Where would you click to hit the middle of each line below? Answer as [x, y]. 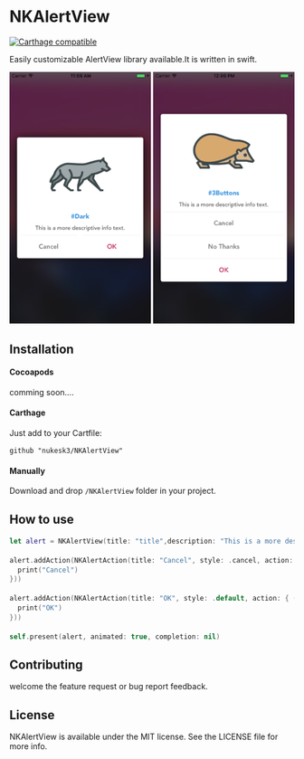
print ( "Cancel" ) [48, 570]
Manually [27, 470]
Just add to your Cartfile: [56, 432]
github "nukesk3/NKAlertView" [66, 451]
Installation [42, 349]
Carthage [28, 413]
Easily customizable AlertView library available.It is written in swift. [133, 59]
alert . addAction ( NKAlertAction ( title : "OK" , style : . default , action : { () [155, 599]
